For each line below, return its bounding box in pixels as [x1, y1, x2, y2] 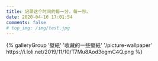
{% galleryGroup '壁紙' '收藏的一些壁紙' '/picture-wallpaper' [6, 42, 153, 49]
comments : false [6, 19, 46, 25]
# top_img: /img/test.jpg [6, 25, 70, 31]
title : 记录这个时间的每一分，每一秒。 [6, 8, 91, 15]
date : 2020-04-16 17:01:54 [6, 14, 73, 20]
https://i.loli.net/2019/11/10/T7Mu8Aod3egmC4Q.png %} [6, 48, 143, 56]
